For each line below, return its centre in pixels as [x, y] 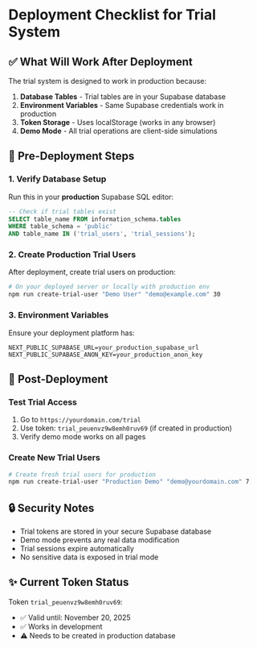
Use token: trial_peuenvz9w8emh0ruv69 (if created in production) [126, 428]
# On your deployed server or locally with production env [109, 287]
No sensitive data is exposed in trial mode [89, 557]
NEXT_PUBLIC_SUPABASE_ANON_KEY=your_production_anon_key [106, 355]
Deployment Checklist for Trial [112, 15]
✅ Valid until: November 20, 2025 [75, 617]
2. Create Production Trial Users [72, 255]
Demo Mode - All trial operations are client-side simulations [119, 131]
